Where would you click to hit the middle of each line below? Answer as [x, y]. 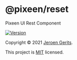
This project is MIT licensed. [34, 52]
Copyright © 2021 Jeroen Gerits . [39, 42]
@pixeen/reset [37, 9]
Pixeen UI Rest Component [33, 23]
